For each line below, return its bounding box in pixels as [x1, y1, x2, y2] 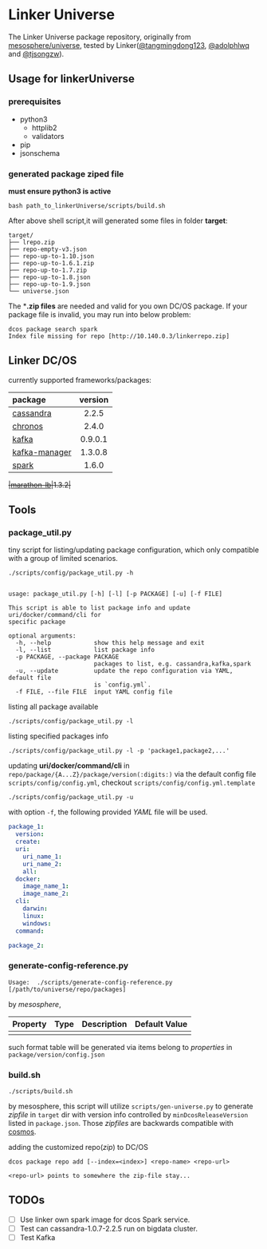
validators [31, 131, 65, 141]
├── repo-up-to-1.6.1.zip [8, 259, 94, 267]
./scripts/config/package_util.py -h [8, 569, 134, 577]
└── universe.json [8, 287, 69, 295]
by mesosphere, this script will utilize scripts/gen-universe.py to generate [8, 1101, 253, 1112]
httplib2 [31, 122, 57, 133]
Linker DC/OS [8, 354, 77, 368]
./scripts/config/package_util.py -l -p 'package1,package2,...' [8, 747, 230, 755]
